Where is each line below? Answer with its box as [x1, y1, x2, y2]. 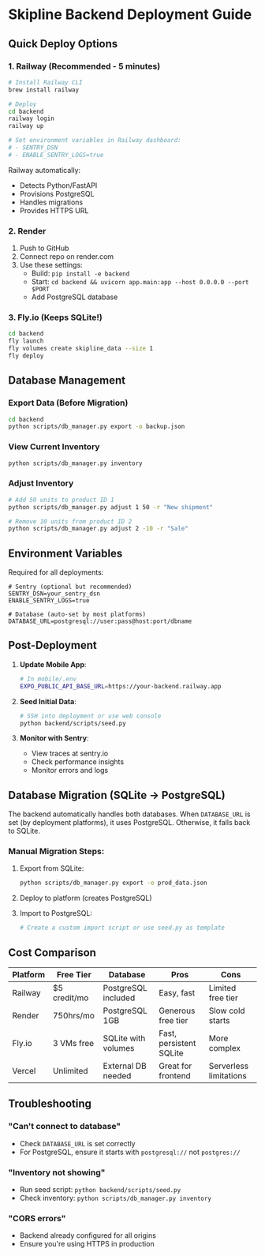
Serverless [208, 1060, 249, 1071]
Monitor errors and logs [31, 766, 109, 775]
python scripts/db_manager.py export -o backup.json [8, 422, 185, 431]
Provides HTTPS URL [19, 205, 89, 215]
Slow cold [208, 1005, 246, 1016]
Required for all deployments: [8, 568, 104, 577]
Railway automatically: [8, 165, 81, 174]
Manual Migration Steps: [8, 846, 105, 857]
